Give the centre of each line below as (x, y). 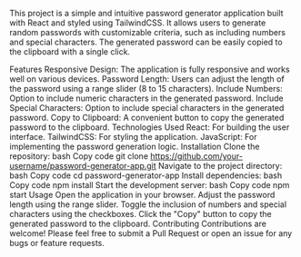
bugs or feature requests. (57, 243)
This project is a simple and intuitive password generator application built (146, 13)
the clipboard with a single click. (70, 52)
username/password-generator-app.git (83, 166)
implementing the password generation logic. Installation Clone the (135, 146)
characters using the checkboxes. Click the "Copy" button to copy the (141, 214)
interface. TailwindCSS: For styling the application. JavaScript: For (133, 137)
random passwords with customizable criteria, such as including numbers (148, 32)
